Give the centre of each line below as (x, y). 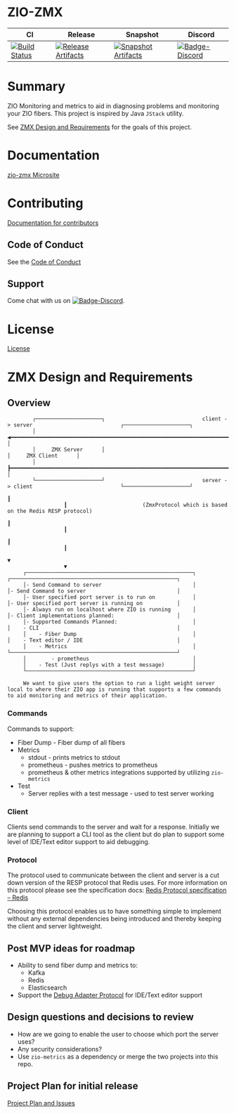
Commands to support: (41, 729)
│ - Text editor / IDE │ (94, 640)
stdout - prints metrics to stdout (74, 757)
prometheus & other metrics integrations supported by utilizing (119, 772)
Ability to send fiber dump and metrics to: (78, 965)
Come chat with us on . (66, 301)
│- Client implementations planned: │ (94, 616)
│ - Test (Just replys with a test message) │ (110, 665)
